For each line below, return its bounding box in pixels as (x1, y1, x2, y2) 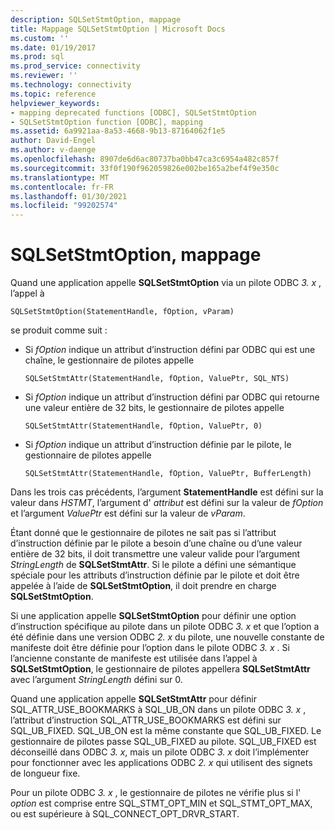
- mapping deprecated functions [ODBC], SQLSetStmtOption (10, 107, 257, 118)
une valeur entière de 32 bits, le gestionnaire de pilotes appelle (24, 402, 285, 414)
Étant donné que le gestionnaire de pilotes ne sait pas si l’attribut (10, 527, 277, 539)
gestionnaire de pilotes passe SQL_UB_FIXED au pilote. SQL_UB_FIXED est (10, 736, 317, 748)
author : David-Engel (10, 136, 97, 146)
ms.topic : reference (10, 89, 97, 99)
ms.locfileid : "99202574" (10, 201, 118, 211)
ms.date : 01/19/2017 (10, 42, 97, 53)
